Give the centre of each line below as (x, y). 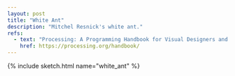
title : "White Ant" (36, 20)
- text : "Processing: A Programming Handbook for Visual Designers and (121, 40)
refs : (15, 33)
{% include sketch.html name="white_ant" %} (74, 66)
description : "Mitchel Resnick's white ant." (75, 26)
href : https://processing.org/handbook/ (80, 46)
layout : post (26, 14)
